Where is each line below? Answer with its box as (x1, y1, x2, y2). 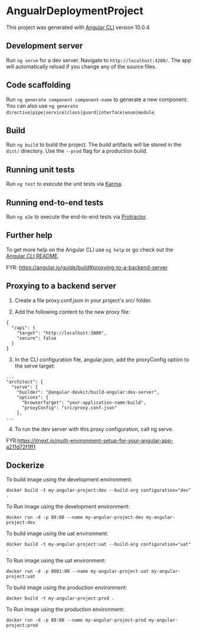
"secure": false (17, 335, 57, 341)
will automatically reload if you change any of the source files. (6, 63, 157, 70)
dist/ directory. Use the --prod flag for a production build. (6, 147, 147, 155)
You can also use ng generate (6, 102, 78, 109)
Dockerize (6, 461, 45, 471)
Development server (6, 41, 83, 51)
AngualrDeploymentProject (6, 4, 143, 18)
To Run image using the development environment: (6, 503, 130, 510)
